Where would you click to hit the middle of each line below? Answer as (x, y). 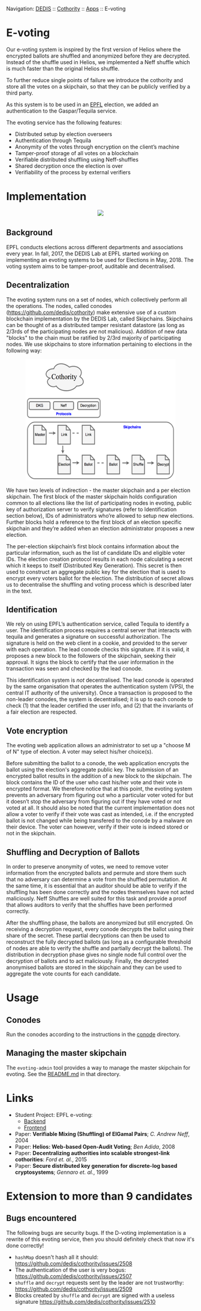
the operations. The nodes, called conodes (59, 306)
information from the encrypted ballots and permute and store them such (96, 873)
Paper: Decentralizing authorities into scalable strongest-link (92, 1153)
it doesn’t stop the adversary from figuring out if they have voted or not (94, 802)
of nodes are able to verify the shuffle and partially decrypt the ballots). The (100, 948)
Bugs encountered (41, 1218)
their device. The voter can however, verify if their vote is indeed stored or (98, 827)
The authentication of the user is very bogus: (70, 1270)
